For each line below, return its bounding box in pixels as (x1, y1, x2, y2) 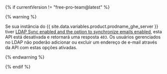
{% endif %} (5, 64, 31, 70)
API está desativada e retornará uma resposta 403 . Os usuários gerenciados (5, 34, 161, 40)
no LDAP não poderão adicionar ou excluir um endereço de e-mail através (5, 39, 158, 45)
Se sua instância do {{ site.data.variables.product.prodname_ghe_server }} (5, 23, 159, 29)
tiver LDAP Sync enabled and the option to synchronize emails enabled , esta (5, 29, 162, 34)
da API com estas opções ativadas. (5, 45, 77, 50)
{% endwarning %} (5, 54, 45, 60)
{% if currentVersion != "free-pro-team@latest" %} (5, 4, 110, 10)
